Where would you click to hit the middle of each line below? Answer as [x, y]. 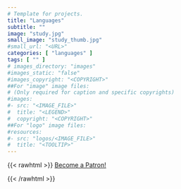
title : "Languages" [36, 20]
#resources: [25, 132]
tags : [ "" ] [26, 60]
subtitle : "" [26, 27]
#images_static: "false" [44, 73]
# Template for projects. [45, 14]
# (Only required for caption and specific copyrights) [91, 92]
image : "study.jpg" [36, 33]
